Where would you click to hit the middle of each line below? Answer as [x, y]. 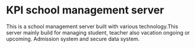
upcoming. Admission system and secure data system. [73, 39]
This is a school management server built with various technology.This [92, 26]
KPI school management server [85, 10]
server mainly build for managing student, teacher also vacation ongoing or [98, 32]
